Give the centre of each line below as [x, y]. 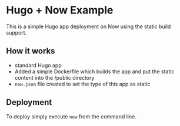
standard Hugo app [38, 65]
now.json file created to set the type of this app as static [82, 84]
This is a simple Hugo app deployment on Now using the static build [89, 26]
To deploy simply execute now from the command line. [71, 116]
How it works [31, 51]
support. [16, 32]
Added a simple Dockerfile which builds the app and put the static [94, 71]
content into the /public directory [54, 77]
